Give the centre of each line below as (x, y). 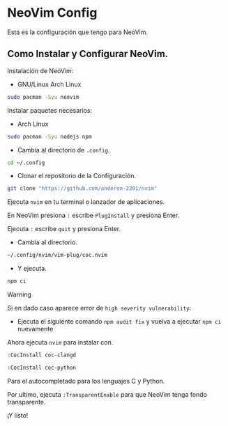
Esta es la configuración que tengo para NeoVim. (78, 32)
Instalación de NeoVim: (40, 70)
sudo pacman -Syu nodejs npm (50, 136)
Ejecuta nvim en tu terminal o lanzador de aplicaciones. (86, 202)
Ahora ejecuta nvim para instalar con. (60, 342)
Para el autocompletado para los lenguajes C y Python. (86, 381)
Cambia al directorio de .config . (63, 150)
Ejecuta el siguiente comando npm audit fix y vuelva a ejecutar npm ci (119, 321)
